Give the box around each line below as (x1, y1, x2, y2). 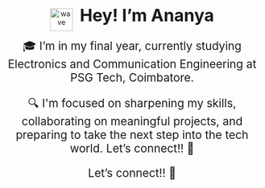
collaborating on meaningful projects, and (21, 114, 243, 129)
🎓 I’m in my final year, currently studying (22, 38, 242, 53)
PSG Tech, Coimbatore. (70, 70, 194, 84)
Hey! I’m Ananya (80, 5, 214, 26)
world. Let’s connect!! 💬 (69, 141, 195, 156)
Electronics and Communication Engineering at (7, 56, 257, 71)
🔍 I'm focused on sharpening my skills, (27, 96, 237, 111)
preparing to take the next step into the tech (15, 128, 249, 142)
